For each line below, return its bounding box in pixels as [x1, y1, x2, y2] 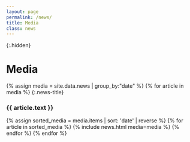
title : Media [6, 20, 39, 26]
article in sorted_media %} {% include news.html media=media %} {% [6, 124, 180, 131]
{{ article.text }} [6, 104, 54, 112]
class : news [6, 25, 36, 32]
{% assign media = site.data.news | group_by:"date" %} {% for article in [6, 82, 184, 89]
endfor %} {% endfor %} [6, 129, 67, 137]
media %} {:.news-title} [6, 89, 64, 96]
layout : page [6, 8, 39, 15]
